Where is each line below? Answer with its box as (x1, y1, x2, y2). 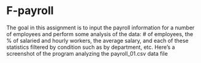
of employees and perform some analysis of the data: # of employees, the (6, 30, 194, 37)
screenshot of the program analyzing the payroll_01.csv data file (6, 50, 169, 57)
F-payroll (6, 4, 54, 18)
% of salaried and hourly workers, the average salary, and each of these (6, 37, 189, 44)
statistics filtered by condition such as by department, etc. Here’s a (6, 43, 175, 51)
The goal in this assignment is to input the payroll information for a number (6, 24, 195, 31)
